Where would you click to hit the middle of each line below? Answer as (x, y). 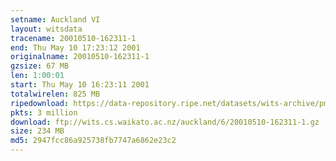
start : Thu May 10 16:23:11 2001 (80, 85)
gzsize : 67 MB (40, 66)
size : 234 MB (37, 131)
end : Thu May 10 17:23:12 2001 (75, 47)
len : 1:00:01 (37, 76)
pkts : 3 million (44, 112)
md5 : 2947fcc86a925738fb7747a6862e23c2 (93, 141)
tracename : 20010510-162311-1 (73, 38)
